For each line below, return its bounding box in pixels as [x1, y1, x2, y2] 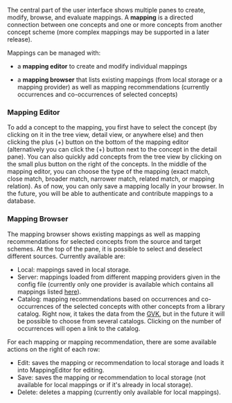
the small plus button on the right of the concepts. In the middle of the [7, 160, 207, 168]
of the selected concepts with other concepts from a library [55, 302, 225, 310]
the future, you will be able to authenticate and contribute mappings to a [7, 190, 213, 198]
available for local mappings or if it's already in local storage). [17, 380, 193, 388]
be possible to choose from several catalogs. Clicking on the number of [17, 316, 222, 325]
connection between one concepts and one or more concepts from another [7, 21, 223, 28]
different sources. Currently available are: [7, 252, 126, 260]
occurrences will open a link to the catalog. [17, 324, 141, 332]
